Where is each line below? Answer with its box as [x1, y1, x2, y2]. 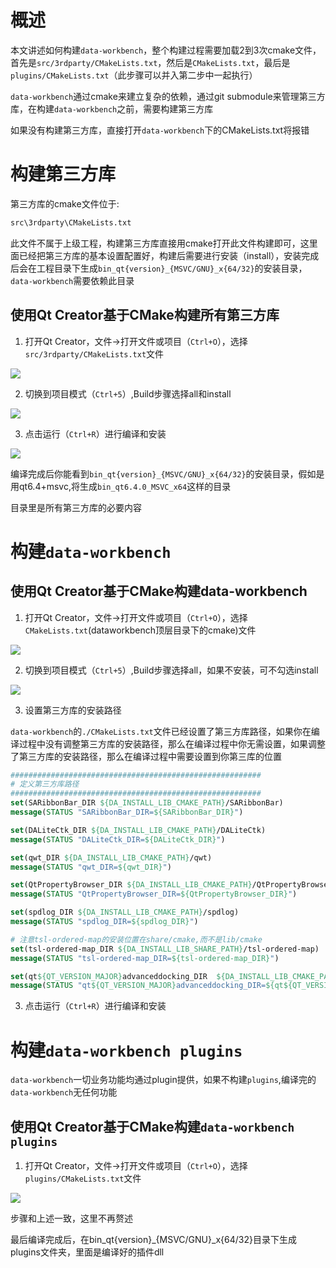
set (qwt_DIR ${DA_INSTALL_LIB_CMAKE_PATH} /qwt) [10, 852, 213, 863]
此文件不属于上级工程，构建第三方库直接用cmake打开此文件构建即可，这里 [10, 237, 318, 249]
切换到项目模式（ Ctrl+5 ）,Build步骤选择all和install [24, 387, 232, 400]
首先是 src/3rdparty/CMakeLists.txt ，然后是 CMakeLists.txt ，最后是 [10, 56, 291, 68]
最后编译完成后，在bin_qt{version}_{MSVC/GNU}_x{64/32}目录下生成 [10, 1234, 297, 1246]
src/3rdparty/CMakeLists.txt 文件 [24, 347, 165, 360]
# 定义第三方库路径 [10, 779, 80, 790]
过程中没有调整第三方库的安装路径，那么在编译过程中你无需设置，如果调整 [18, 737, 326, 750]
